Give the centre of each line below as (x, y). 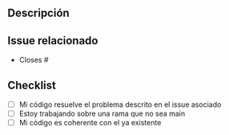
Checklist (32, 85)
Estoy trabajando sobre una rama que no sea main (102, 114)
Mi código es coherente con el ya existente (90, 123)
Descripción (38, 13)
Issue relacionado (53, 41)
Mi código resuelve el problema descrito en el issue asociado (120, 104)
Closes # (34, 60)
